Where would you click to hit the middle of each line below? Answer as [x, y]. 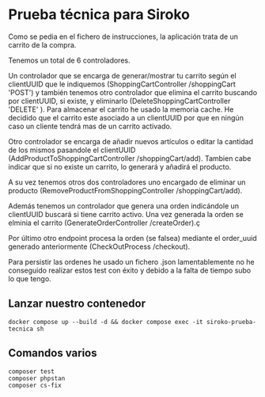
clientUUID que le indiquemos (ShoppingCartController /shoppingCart [122, 84]
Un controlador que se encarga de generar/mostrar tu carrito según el [122, 75]
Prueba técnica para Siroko [99, 15]
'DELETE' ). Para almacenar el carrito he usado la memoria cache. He [121, 109]
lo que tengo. [30, 278]
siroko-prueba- [231, 322]
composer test [32, 371]
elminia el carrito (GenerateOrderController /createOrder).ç [104, 223]
